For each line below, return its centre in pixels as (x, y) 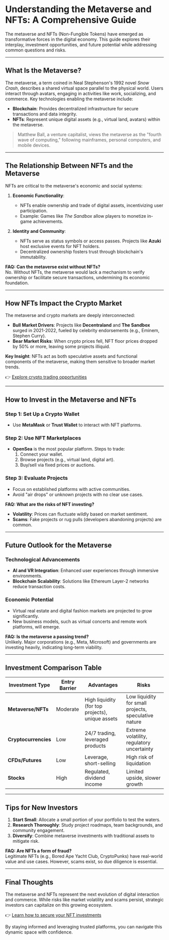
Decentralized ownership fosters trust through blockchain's (81, 252)
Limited (135, 772)
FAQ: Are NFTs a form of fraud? (38, 851)
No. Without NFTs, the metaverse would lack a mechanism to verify (75, 272)
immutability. (33, 257)
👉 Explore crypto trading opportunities (46, 377)
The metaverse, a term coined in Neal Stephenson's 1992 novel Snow (77, 83)
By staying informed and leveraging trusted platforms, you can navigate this (84, 927)
